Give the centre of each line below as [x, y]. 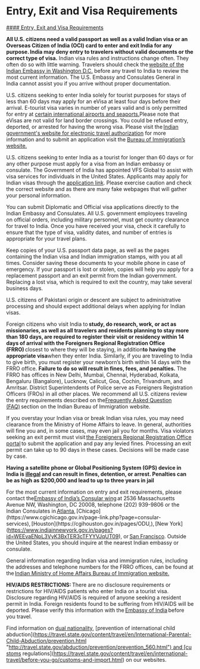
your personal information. [39, 195]
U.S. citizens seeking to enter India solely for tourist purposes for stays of [96, 95]
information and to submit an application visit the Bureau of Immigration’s [96, 139]
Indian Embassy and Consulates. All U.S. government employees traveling [97, 213]
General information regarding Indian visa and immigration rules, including [97, 560]
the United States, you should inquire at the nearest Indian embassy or [93, 542]
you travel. [19, 616]
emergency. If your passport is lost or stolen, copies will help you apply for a [100, 269]
